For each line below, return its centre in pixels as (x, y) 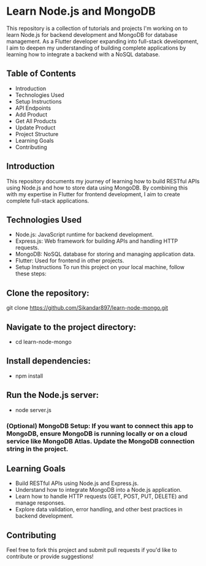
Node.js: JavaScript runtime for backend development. (84, 235)
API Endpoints (33, 108)
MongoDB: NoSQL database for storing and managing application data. (105, 254)
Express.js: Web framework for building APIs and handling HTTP (97, 241)
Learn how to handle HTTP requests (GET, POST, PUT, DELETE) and (101, 496)
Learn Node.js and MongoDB (81, 11)
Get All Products (36, 121)
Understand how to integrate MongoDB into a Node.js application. (98, 490)
